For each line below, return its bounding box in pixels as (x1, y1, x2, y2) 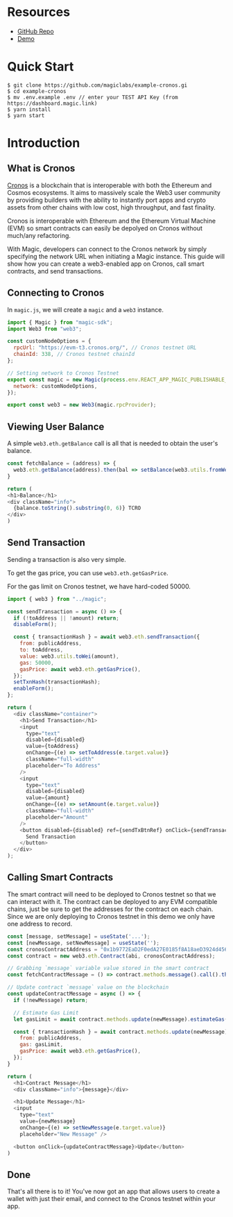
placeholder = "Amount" (25, 813, 89, 821)
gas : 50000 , (19, 659, 54, 666)
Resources (7, 4, 71, 20)
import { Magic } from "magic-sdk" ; (7, 318, 113, 326)
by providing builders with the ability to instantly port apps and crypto (7, 196, 206, 204)
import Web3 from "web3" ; (7, 325, 82, 332)
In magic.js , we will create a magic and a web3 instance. (7, 305, 164, 314)
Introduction (7, 135, 80, 151)
